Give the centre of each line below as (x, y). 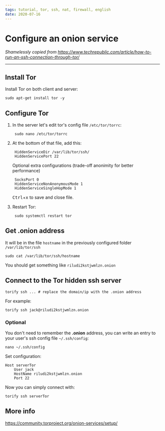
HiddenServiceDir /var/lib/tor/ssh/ (52, 152)
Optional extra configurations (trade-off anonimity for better (73, 165)
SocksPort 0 (27, 180)
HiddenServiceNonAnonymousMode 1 (49, 184)
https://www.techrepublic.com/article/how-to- (105, 52)
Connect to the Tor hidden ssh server (63, 281)
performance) (26, 171)
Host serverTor (21, 365)
